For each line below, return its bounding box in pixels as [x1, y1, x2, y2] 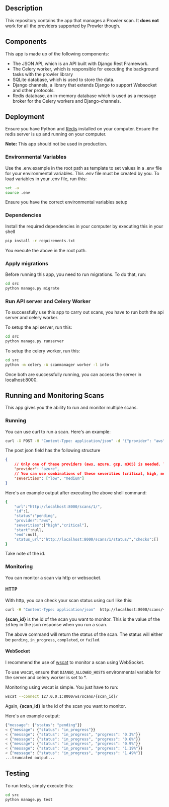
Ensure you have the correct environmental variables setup [5, 199, 128, 205]
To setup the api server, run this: [5, 324, 72, 330]
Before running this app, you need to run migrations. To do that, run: [5, 271, 146, 277]
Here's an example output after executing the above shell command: [5, 489, 147, 495]
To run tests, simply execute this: [5, 782, 74, 788]
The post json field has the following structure [5, 448, 101, 454]
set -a [5, 185, 19, 190]
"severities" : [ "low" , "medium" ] [14, 476, 84, 481]
